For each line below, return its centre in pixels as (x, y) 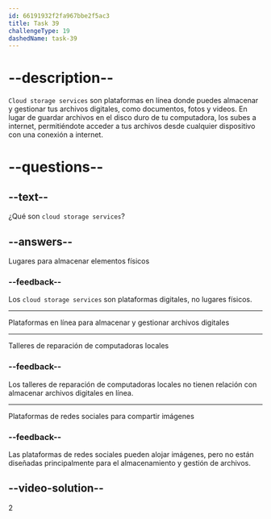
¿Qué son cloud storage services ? (67, 216)
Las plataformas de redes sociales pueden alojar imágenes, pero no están (131, 454)
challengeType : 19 (39, 31)
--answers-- (40, 241)
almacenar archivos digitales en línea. (71, 392)
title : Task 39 (34, 23)
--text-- (28, 197)
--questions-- (56, 167)
